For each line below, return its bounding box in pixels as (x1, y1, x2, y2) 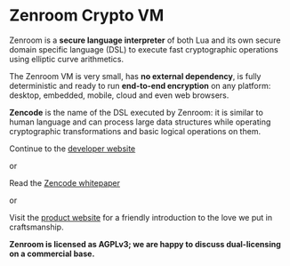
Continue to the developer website (9, 143, 136, 154)
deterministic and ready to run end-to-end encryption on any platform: (9, 80, 271, 91)
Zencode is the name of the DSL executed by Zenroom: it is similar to (9, 107, 264, 117)
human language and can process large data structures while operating (9, 117, 271, 127)
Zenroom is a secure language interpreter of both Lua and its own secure (9, 35, 281, 45)
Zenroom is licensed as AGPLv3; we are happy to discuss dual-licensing (9, 238, 282, 249)
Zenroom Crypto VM (9, 5, 165, 26)
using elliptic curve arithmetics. (9, 53, 125, 64)
